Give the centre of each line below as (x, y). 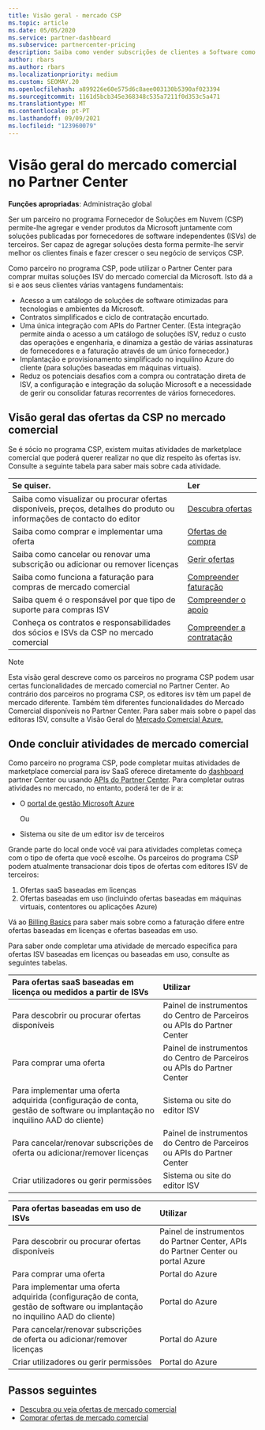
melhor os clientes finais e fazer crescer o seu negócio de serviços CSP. (126, 252)
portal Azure (182, 1261)
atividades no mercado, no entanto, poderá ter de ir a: (96, 788)
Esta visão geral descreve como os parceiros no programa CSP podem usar (131, 677)
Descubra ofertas (220, 509)
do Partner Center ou (198, 1251)
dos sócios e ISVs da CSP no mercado (83, 632)
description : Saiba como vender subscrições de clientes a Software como (132, 52)
